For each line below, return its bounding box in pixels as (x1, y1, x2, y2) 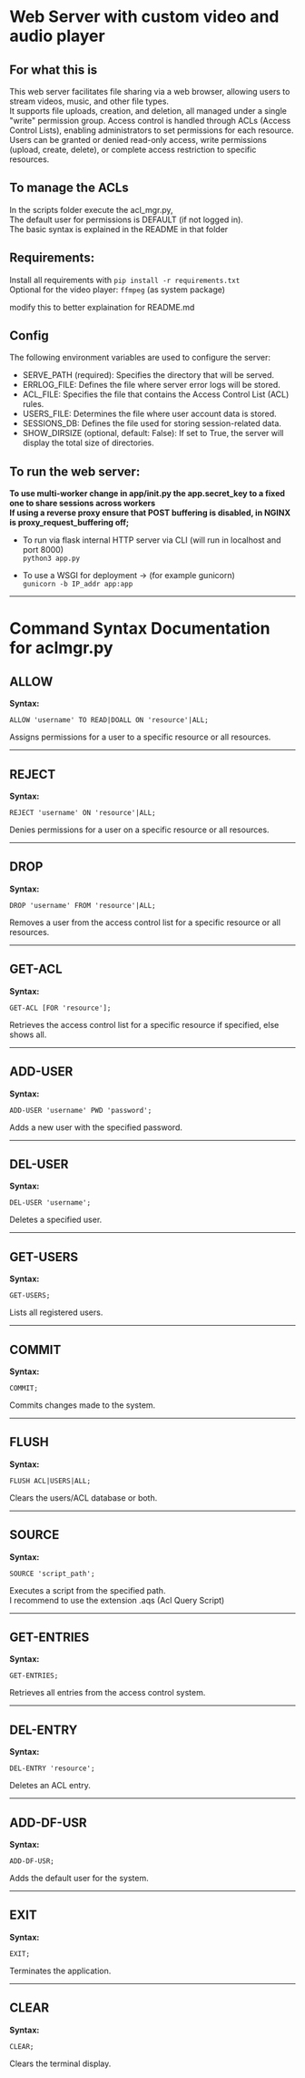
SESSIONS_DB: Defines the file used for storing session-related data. (22, 418, 281, 429)
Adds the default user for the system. (9, 1873, 149, 1883)
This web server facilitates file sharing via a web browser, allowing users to (9, 87, 290, 97)
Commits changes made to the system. (9, 1400, 156, 1411)
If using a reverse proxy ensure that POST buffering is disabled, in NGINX (9, 507, 291, 518)
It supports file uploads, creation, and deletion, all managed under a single (9, 106, 288, 116)
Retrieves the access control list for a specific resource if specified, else (9, 1019, 280, 1030)
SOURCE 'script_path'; (9, 1569, 95, 1578)
